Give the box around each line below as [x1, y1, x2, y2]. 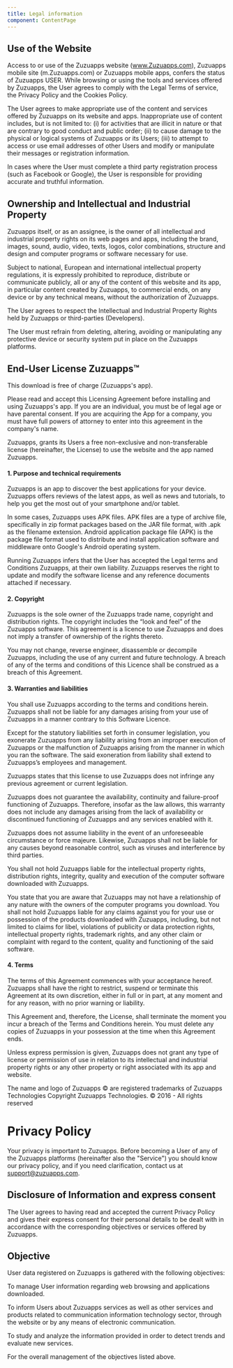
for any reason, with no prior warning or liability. [7, 999, 145, 1007]
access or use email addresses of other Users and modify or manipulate [7, 141, 215, 150]
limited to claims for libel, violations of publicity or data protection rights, [7, 922, 215, 931]
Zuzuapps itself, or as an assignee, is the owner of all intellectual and [7, 227, 206, 236]
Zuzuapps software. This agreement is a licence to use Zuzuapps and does [7, 625, 224, 633]
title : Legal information [7, 10, 82, 17]
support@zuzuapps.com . [7, 1169, 80, 1177]
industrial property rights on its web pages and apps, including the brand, [7, 235, 218, 244]
